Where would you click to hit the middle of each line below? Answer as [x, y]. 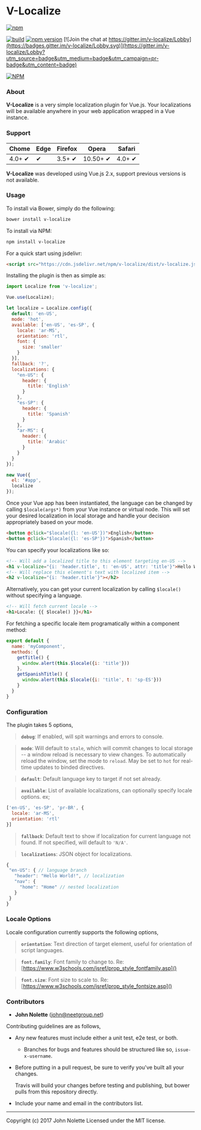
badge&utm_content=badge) [42, 65]
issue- [183, 1050]
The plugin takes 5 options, [40, 725]
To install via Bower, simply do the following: [61, 208]
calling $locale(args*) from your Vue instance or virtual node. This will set [98, 510]
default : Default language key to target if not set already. [91, 779]
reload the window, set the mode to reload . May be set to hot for [100, 761]
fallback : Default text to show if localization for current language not [106, 836]
